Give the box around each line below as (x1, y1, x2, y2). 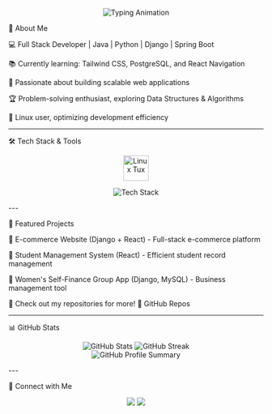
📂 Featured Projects (8, 219, 74, 228)
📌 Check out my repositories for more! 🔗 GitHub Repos (8, 299, 190, 308)
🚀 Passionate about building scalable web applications (8, 78, 190, 87)
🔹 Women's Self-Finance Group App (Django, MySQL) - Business (8, 275, 226, 284)
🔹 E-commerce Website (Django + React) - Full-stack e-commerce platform (8, 235, 261, 244)
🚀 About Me (8, 23, 49, 32)
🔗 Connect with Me (8, 382, 73, 391)
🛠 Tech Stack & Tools (8, 136, 82, 146)
